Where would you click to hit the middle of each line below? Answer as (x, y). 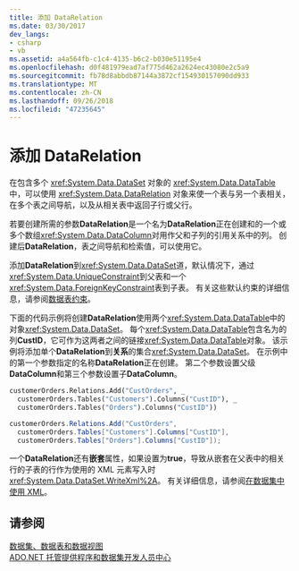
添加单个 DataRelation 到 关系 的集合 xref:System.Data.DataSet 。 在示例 (152, 352)
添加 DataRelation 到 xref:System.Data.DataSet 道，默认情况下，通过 (132, 266)
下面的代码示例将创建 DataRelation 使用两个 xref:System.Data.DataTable (140, 318)
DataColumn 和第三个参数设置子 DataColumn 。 (96, 374)
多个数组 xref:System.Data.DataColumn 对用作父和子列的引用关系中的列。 (143, 235)
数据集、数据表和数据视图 (56, 546)
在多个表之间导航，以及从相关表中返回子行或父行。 (103, 205)
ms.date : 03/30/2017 (48, 26)
